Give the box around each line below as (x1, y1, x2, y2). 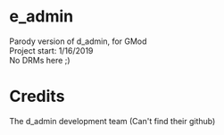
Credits (9, 87, 65, 106)
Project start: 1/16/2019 (9, 45, 94, 55)
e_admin (9, 6, 74, 27)
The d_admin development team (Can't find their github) (9, 115, 216, 126)
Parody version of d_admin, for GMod (9, 36, 147, 46)
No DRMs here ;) (9, 55, 71, 65)
